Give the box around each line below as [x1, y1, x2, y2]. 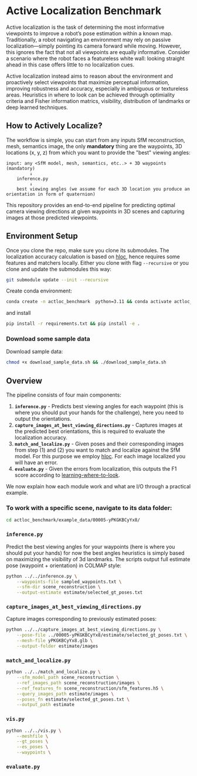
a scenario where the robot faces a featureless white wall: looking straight [6, 55, 185, 62]
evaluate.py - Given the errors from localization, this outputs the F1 [14, 465, 177, 472]
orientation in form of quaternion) [6, 191, 96, 197]
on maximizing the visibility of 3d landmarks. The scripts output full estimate [6, 555, 191, 562]
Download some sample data [6, 335, 91, 343]
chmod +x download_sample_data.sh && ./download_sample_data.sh [6, 359, 167, 365]
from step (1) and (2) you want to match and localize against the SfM [14, 447, 181, 454]
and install [6, 309, 31, 317]
